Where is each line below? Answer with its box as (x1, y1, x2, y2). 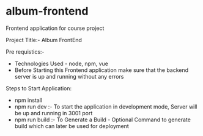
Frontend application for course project (6, 24, 105, 32)
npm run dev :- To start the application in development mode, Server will (14, 102, 197, 110)
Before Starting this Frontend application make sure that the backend (14, 66, 189, 74)
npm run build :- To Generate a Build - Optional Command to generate (14, 116, 191, 123)
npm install (14, 96, 43, 104)
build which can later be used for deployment (14, 122, 129, 129)
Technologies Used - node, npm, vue (14, 60, 108, 67)
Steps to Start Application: (6, 84, 72, 92)
